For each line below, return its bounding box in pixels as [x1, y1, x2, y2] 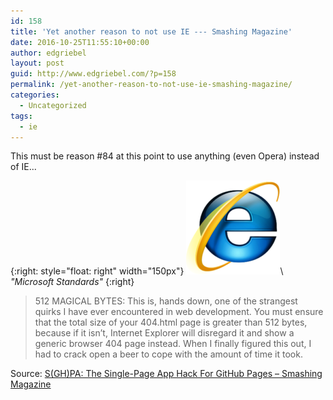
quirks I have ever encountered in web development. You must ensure [34, 306, 324, 318]
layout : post [10, 58, 65, 69]
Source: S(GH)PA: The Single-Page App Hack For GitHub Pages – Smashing [10, 368, 323, 380]
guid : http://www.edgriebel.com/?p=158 [10, 69, 177, 79]
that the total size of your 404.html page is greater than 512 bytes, [34, 316, 308, 329]
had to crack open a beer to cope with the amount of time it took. [34, 348, 303, 360]
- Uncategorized [19, 100, 87, 110]
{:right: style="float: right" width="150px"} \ [10, 265, 284, 277]
